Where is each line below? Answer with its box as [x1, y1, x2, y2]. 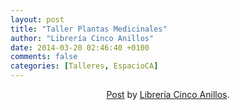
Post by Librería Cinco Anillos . [106, 89, 230, 100]
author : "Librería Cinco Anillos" [10, 33, 155, 43]
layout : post [10, 14, 65, 25]
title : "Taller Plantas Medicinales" [10, 24, 168, 34]
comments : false [10, 52, 78, 62]
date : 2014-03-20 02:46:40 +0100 [10, 42, 150, 53]
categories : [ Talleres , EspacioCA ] [10, 61, 159, 71]
